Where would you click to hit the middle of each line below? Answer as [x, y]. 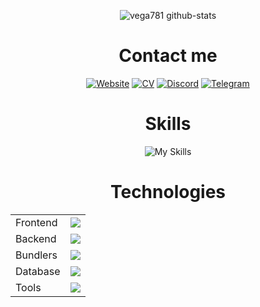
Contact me [168, 56]
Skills [168, 124]
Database [38, 271]
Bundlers [36, 255]
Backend [36, 238]
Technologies [168, 192]
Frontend [36, 222]
